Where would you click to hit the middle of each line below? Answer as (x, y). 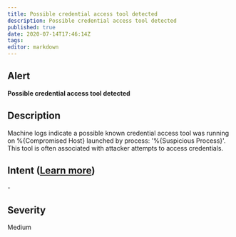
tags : (15, 41)
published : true (31, 27)
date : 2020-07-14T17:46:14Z (49, 34)
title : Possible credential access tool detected (83, 14)
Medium (20, 227)
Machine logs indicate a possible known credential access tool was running (118, 133)
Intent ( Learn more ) (51, 171)
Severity (27, 210)
